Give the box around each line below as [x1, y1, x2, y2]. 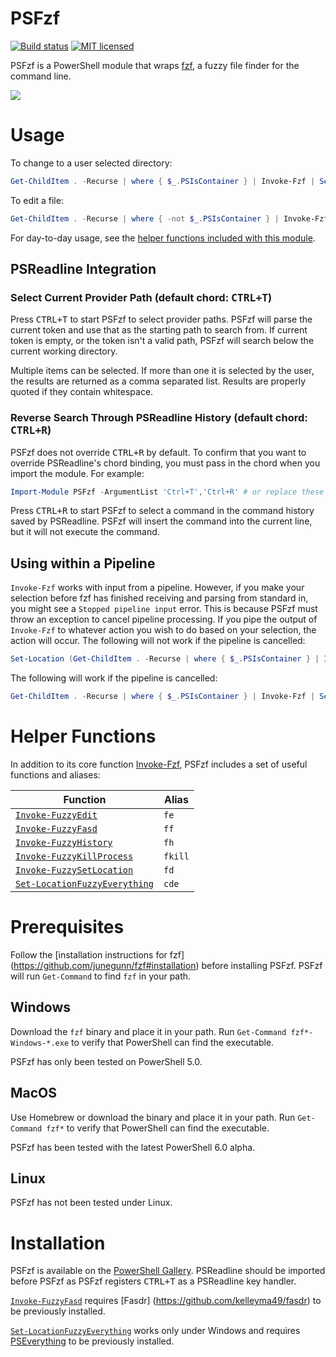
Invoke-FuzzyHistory [15, 837, 113, 848]
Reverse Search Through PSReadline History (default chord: [10, 411, 308, 425]
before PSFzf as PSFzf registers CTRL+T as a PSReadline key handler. [10, 1275, 297, 1287]
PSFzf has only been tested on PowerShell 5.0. [10, 1055, 203, 1067]
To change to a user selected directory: [10, 157, 173, 169]
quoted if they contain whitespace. [10, 386, 154, 398]
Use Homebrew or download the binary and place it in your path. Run [10, 1111, 296, 1123]
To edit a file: [10, 194, 64, 206]
